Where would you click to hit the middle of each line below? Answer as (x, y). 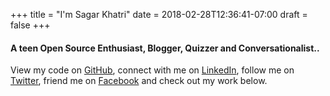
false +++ (30, 25)
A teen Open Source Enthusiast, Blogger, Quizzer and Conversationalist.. (165, 48)
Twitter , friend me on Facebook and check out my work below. (139, 81)
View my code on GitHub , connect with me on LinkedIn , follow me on (152, 70)
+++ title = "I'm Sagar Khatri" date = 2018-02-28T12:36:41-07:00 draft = (159, 14)
